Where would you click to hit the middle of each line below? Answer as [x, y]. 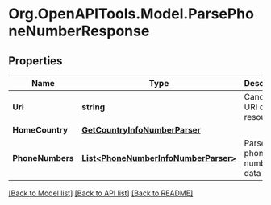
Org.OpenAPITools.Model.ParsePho [131, 14]
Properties [35, 61]
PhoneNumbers [43, 158]
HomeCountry [40, 130]
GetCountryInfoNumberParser [142, 130]
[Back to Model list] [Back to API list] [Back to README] [101, 193]
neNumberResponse [79, 31]
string [94, 107]
